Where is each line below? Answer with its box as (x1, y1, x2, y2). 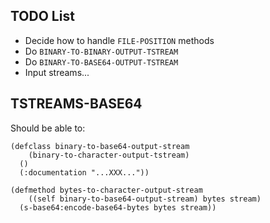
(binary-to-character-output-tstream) (28, 150, 190, 160)
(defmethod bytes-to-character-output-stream (10, 185, 203, 195)
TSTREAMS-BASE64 (10, 95, 143, 113)
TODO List (10, 8, 75, 25)
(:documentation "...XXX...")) (19, 167, 150, 178)
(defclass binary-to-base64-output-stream (10, 141, 190, 151)
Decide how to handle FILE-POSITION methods (24, 34, 215, 46)
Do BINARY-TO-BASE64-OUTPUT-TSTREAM (24, 55, 179, 68)
